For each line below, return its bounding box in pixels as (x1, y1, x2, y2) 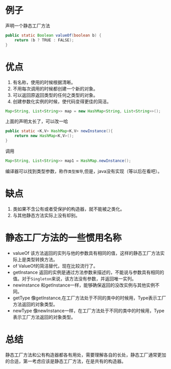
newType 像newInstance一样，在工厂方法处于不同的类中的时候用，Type (12, 308, 165, 314)
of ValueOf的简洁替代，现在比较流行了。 (12, 263, 98, 269)
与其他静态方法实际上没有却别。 (12, 212, 80, 218)
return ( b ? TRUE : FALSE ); (14, 37, 74, 42)
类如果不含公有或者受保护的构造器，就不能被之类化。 (12, 206, 125, 212)
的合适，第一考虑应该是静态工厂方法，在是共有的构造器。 (5, 358, 126, 364)
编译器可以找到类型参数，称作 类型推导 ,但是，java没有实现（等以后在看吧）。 (5, 168, 162, 174)
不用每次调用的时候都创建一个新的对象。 (12, 85, 98, 92)
